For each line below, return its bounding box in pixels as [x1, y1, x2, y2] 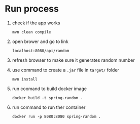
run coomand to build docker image [12, 86, 87, 92]
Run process [5, 3, 59, 15]
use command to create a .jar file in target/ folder [12, 67, 120, 73]
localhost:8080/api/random [12, 48, 69, 53]
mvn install [12, 76, 38, 81]
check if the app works [12, 20, 60, 26]
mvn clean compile [12, 29, 51, 34]
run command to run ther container [12, 104, 86, 110]
